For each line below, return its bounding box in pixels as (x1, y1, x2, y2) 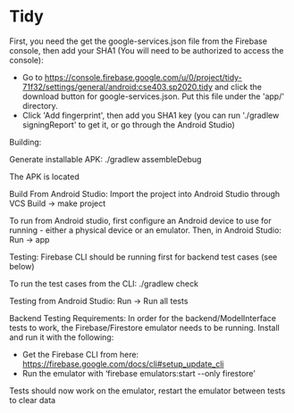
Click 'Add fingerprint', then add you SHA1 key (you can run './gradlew (21, 110, 280, 120)
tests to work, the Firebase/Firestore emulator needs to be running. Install (9, 322, 280, 333)
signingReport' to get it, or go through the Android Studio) (21, 119, 235, 130)
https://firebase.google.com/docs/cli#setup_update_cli (21, 359, 224, 369)
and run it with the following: (9, 332, 114, 343)
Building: (9, 136, 42, 147)
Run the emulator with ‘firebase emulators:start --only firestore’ (21, 368, 256, 378)
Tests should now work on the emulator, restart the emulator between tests (9, 385, 286, 396)
